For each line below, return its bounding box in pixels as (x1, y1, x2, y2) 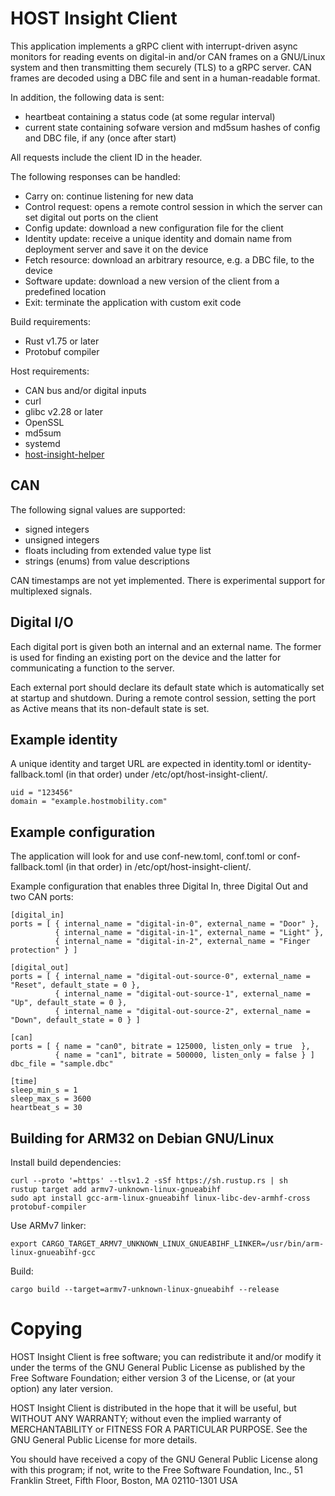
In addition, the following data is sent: (10, 91, 165, 103)
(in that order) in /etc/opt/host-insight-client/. (65, 861, 252, 873)
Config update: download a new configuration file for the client (24, 222, 284, 234)
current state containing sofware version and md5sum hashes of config (24, 121, 321, 133)
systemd (24, 437, 61, 449)
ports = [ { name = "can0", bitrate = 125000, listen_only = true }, (10, 1042, 311, 1052)
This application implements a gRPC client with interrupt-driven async (10, 40, 298, 52)
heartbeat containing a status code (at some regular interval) (24, 110, 276, 122)
